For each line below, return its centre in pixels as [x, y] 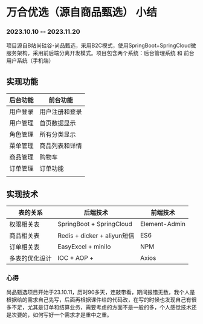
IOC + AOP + [76, 258]
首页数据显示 [58, 123]
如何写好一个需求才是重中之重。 [72, 315]
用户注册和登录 [61, 112]
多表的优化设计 [31, 259]
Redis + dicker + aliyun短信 [96, 236]
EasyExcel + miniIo [84, 247]
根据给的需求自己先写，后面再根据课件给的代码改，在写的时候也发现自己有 [99, 300]
